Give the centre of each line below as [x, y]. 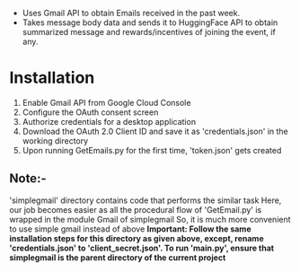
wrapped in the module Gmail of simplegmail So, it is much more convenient [150, 219]
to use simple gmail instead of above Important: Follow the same [130, 229]
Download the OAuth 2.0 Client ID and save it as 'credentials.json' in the [155, 131]
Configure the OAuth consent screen [90, 112]
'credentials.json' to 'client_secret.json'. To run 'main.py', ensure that [142, 248]
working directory [55, 140]
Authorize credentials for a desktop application [109, 121]
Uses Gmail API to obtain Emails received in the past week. [131, 13]
